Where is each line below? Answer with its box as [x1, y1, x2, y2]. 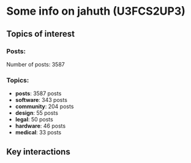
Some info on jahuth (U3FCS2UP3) [6, 4, 185, 18]
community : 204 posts [15, 103, 74, 110]
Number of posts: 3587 [6, 60, 66, 68]
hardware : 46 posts [15, 122, 66, 129]
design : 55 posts [15, 109, 58, 117]
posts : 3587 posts [15, 90, 62, 97]
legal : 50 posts [15, 116, 53, 123]
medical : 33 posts [15, 129, 62, 136]
